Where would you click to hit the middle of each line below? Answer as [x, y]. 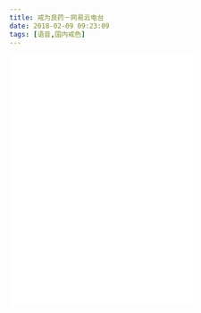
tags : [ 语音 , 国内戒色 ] [47, 34]
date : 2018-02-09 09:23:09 [59, 26]
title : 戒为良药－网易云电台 [57, 17]
